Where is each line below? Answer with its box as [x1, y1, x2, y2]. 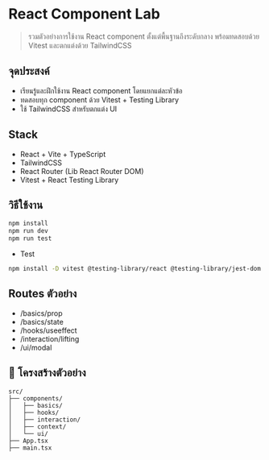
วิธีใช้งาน [8, 198, 43, 212]
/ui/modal [19, 342, 52, 352]
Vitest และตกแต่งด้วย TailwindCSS [27, 40, 132, 50]
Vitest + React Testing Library [19, 175, 119, 184]
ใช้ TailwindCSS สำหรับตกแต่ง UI [19, 104, 118, 114]
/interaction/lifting [19, 334, 80, 343]
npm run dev [8, 227, 48, 235]
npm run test [8, 234, 52, 242]
